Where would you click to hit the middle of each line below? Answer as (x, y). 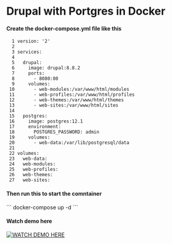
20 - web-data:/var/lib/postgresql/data (69, 143)
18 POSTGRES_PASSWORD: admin (54, 132)
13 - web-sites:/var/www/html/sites (64, 106)
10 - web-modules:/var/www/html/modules (69, 90)
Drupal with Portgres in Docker (86, 11)
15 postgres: (28, 116)
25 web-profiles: (34, 170)
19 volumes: (30, 138)
